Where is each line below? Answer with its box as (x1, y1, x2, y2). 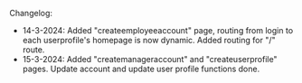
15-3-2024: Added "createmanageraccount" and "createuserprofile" (22, 54, 278, 64)
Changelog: (9, 8, 52, 18)
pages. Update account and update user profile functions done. (22, 63, 260, 74)
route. (22, 44, 45, 55)
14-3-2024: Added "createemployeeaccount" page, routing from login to (22, 25, 294, 35)
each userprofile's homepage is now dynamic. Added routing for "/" (22, 35, 276, 45)
